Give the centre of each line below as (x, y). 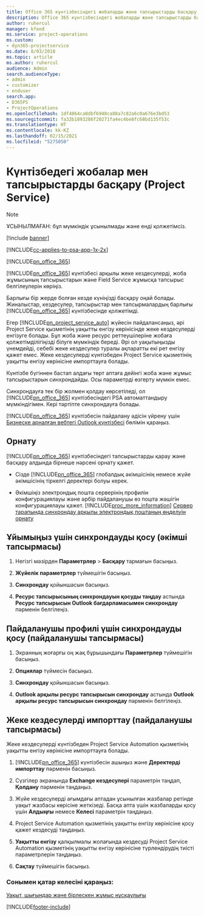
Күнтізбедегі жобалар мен (77, 171)
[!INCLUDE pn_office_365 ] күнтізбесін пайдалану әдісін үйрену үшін (93, 416)
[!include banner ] (28, 238)
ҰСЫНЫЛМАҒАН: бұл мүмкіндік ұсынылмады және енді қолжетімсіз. (96, 226)
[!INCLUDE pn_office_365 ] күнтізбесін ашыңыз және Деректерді (98, 762)
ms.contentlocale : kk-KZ (38, 131)
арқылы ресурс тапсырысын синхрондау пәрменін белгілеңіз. (98, 701)
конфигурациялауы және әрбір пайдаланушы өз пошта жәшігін (97, 499)
